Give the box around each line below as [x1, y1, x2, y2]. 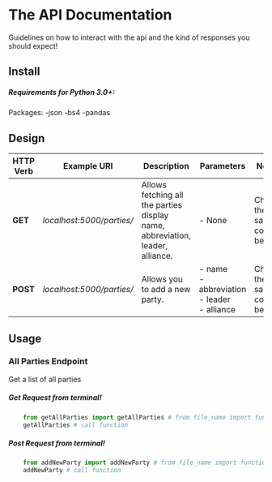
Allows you [141, 273, 184, 285]
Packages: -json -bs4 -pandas [8, 108, 111, 118]
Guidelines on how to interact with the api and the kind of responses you [8, 32, 250, 42]
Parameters [199, 161, 246, 172]
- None [198, 215, 227, 226]
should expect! [8, 41, 58, 50]
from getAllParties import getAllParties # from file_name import [23, 413, 252, 421]
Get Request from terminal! [8, 393, 103, 402]
